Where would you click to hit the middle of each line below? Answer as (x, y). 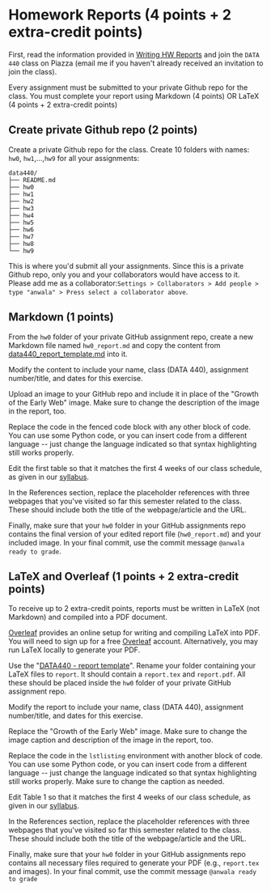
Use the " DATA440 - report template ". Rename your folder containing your (132, 666)
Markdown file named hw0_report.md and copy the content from (114, 345)
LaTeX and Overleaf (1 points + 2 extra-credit (124, 576)
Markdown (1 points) (61, 317)
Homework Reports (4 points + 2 (120, 15)
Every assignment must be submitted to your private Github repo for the (128, 87)
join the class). (33, 71)
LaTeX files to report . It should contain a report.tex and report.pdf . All (127, 674)
